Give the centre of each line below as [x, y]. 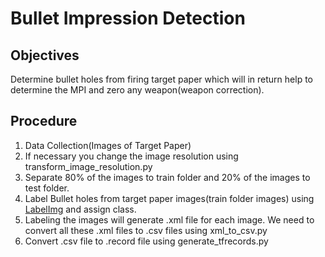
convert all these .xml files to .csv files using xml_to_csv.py [146, 230]
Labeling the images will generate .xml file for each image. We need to [169, 219]
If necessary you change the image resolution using [131, 156]
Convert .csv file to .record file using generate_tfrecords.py [146, 241]
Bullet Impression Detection [128, 18]
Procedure [44, 121]
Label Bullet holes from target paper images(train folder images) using [169, 198]
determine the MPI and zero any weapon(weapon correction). [137, 90]
